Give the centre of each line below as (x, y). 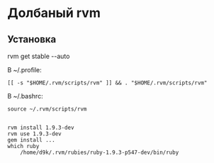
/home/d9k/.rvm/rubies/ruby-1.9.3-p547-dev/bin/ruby (100, 152)
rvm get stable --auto (39, 56)
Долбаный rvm (54, 13)
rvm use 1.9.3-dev (34, 134)
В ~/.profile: (25, 70)
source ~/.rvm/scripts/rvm (47, 109)
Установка (32, 39)
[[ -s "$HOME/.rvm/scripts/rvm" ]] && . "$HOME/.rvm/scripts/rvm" (107, 83)
